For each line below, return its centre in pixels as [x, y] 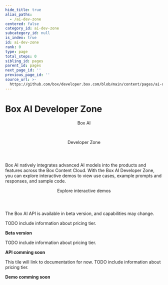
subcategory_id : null [28, 33]
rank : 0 [13, 47]
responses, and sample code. [36, 181]
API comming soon [25, 252]
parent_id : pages [23, 65]
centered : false [22, 24]
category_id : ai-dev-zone [32, 28]
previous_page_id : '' [28, 75]
